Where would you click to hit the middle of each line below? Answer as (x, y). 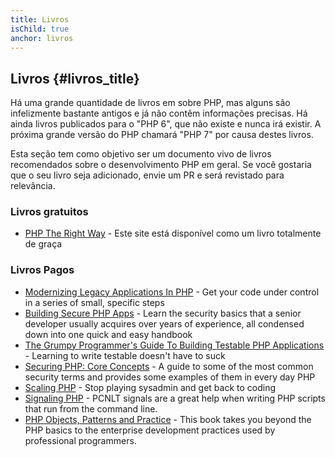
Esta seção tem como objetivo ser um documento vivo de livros (141, 154)
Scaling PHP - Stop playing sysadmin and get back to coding (150, 387)
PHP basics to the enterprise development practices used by (150, 430)
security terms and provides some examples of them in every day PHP (170, 377)
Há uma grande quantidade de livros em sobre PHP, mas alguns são (150, 103)
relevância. (33, 186)
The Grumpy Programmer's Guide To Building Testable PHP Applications (174, 345)
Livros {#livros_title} (75, 78)
